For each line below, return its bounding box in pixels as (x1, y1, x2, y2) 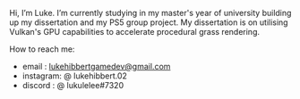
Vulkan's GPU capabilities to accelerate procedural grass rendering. (9, 27, 261, 37)
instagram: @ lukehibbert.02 (21, 70, 128, 81)
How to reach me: (9, 44, 75, 54)
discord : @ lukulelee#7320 (21, 80, 124, 90)
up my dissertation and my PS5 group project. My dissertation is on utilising (9, 17, 288, 28)
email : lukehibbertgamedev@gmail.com (21, 62, 171, 71)
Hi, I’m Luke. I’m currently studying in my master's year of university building (9, 8, 292, 18)
